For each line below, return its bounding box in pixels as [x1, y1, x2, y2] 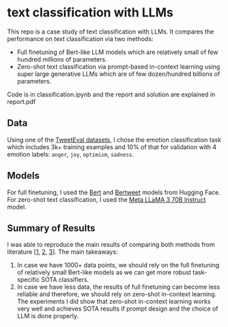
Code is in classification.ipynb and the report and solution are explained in [7, 90, 216, 99]
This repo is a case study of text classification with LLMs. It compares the [7, 27, 214, 36]
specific [16, 276, 40, 284]
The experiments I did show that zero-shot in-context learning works [16, 298, 211, 306]
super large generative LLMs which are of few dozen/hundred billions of [16, 70, 220, 78]
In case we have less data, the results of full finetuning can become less [16, 283, 220, 291]
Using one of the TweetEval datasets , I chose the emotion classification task [7, 135, 222, 144]
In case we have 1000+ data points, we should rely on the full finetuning [16, 261, 220, 270]
